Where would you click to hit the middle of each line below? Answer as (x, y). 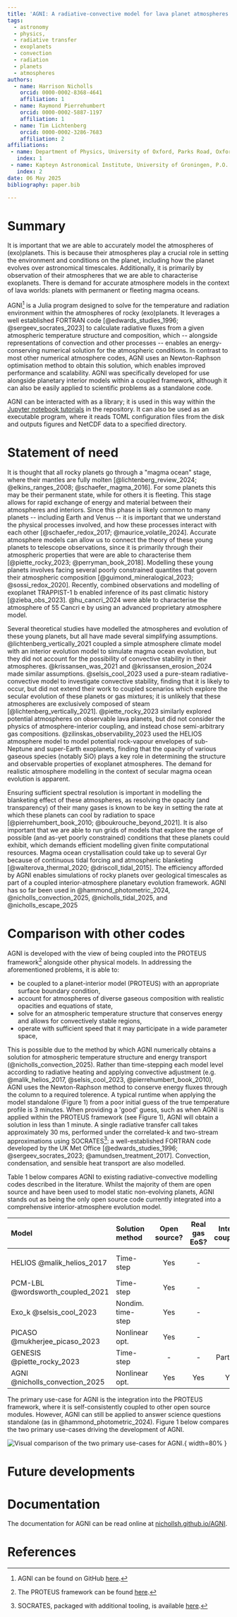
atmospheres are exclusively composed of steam (79, 703)
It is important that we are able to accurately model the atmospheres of (110, 245)
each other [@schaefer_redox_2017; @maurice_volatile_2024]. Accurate (112, 532)
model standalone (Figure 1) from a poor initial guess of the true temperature (119, 1102)
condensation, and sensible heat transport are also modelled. (96, 1163)
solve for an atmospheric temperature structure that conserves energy (120, 1013)
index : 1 (29, 159)
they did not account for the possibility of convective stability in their (107, 659)
